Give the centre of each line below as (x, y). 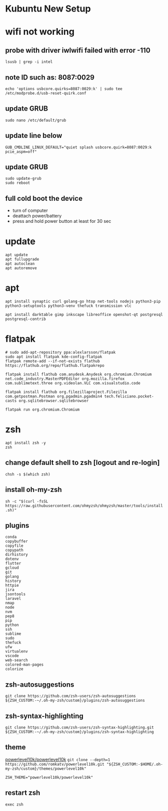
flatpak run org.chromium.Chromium (43, 410)
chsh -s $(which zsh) (28, 474)
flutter (13, 563)
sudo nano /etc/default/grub (36, 120)
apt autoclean (20, 264)
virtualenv (17, 652)
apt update (17, 255)
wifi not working (40, 32)
